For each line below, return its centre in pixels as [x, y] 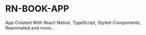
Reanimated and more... [30, 27]
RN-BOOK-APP [37, 9]
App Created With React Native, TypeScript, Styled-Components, [73, 22]
